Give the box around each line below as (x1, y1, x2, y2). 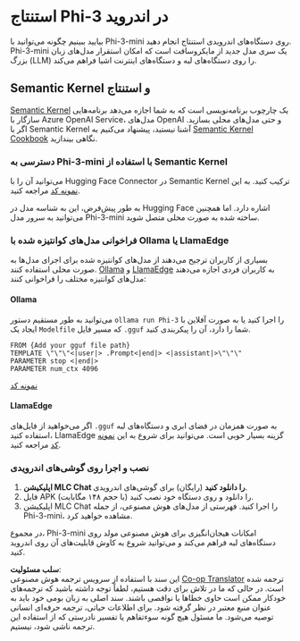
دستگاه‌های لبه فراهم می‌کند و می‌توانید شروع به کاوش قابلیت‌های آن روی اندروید (10, 537, 276, 548)
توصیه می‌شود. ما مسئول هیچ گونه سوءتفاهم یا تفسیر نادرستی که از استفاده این (10, 611, 274, 622)
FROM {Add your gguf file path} (10, 341, 130, 350)
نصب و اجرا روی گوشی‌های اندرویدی (10, 461, 150, 474)
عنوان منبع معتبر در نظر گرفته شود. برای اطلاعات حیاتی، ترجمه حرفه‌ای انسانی (10, 602, 271, 613)
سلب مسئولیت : (10, 564, 62, 575)
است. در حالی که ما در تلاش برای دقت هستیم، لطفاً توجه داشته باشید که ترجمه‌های (10, 583, 284, 594)
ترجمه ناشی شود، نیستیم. (10, 621, 96, 632)
